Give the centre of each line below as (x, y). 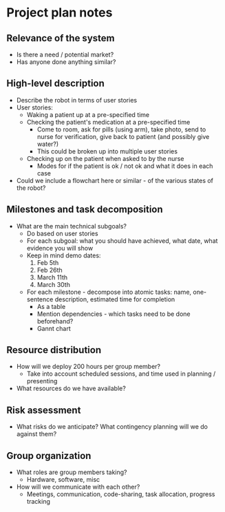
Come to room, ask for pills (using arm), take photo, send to (121, 129)
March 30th (53, 284)
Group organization (49, 456)
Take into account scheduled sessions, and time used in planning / (121, 374)
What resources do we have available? (71, 388)
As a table (51, 306)
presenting (42, 381)
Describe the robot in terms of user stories (77, 100)
